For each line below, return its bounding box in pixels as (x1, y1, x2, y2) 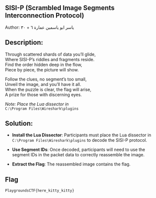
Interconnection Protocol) (5, 12, 85, 20)
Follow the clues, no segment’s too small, (5, 76, 87, 82)
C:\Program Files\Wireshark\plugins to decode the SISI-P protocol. (12, 137, 147, 143)
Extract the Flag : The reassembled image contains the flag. (12, 161, 131, 167)
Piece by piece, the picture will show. (5, 66, 79, 72)
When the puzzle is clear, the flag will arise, (5, 86, 92, 92)
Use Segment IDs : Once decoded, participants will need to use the (12, 147, 145, 152)
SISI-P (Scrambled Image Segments (5, 4, 115, 12)
